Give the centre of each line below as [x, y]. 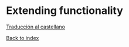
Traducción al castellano [36, 27]
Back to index [23, 38]
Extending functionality [64, 11]
